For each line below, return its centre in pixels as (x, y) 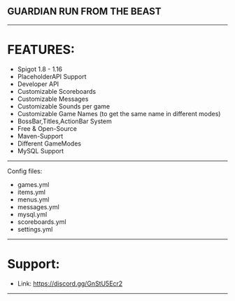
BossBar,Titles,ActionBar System (64, 121)
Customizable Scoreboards (57, 91)
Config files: (25, 171)
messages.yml (38, 206)
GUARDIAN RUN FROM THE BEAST (84, 12)
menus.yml (33, 199)
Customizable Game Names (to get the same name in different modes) (119, 113)
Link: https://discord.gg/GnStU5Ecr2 (70, 283)
